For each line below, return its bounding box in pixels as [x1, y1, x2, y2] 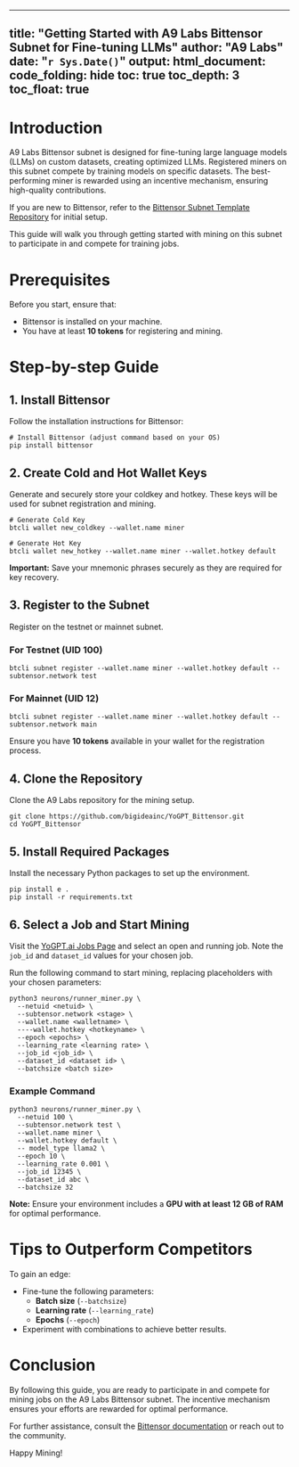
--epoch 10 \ [17, 1151, 66, 1161]
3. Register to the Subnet [9, 598, 149, 613]
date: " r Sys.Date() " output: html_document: [9, 54, 267, 70]
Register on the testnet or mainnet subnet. [9, 621, 164, 632]
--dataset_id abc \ [17, 1176, 90, 1184]
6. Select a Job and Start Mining [9, 917, 190, 932]
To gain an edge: [9, 1269, 71, 1280]
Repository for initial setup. [9, 211, 109, 223]
